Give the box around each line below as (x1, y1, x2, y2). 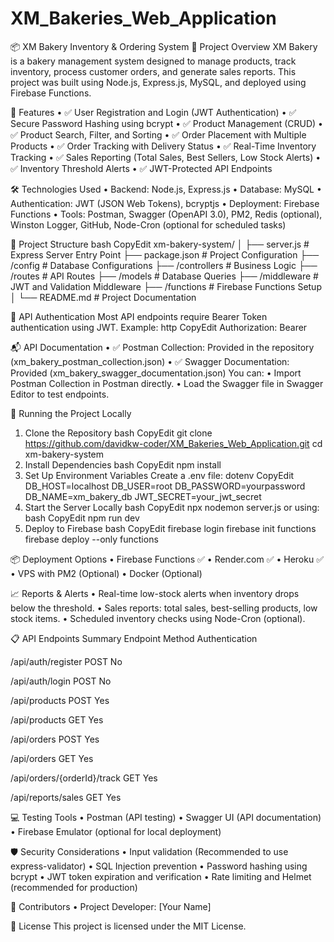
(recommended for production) (10, 881, 138, 893)
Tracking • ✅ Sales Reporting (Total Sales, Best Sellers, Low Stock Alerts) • (10, 151, 322, 163)
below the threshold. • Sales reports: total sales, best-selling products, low (10, 602, 318, 614)
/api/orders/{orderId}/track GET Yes (10, 772, 158, 784)
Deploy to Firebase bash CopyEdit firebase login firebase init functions (24, 522, 317, 534)
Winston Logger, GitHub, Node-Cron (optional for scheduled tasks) (10, 218, 287, 231)
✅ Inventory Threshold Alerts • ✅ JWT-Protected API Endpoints (10, 162, 273, 174)
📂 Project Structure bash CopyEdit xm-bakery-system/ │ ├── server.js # (10, 238, 310, 250)
